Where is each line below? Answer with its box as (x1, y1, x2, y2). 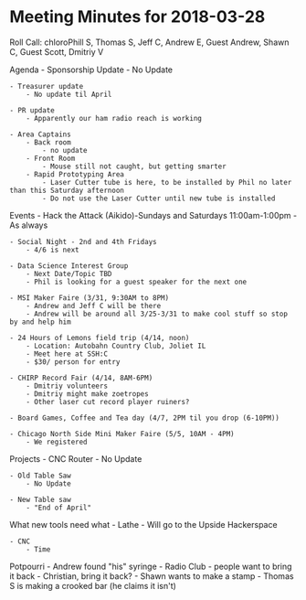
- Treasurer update (9, 81, 84, 91)
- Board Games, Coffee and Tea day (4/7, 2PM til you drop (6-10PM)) (9, 413, 280, 423)
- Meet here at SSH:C (26, 349, 108, 359)
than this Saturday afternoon (9, 186, 125, 195)
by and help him (9, 317, 71, 327)
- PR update (9, 105, 55, 115)
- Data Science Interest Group (9, 261, 129, 271)
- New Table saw (9, 495, 71, 504)
